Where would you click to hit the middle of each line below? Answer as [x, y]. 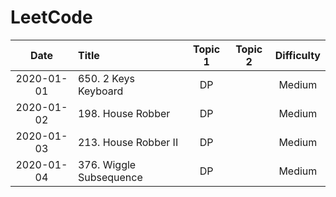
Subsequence [110, 177]
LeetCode [51, 17]
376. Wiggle [107, 164]
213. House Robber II [128, 142]
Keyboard [100, 91]
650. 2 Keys [106, 78]
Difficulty [297, 55]
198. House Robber [124, 113]
